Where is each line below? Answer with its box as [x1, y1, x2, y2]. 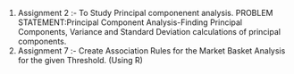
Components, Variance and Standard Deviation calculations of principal [17, 27, 281, 37]
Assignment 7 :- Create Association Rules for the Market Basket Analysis [17, 45, 286, 56]
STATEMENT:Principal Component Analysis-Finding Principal [17, 17, 243, 28]
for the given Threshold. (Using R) [17, 55, 143, 65]
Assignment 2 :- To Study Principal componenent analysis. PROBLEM [17, 8, 273, 18]
